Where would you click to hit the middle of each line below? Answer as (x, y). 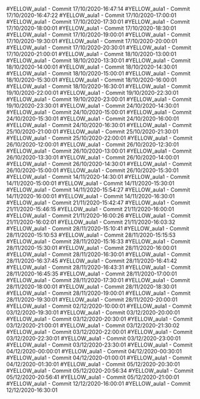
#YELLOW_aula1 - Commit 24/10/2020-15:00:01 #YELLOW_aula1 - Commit (99, 112)
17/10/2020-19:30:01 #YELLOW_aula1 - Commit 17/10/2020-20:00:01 (92, 41)
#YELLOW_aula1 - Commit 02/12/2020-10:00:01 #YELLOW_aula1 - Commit (99, 306)
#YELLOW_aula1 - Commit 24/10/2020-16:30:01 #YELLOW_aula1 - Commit (99, 125)
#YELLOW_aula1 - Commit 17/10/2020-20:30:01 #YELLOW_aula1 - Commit (99, 47)
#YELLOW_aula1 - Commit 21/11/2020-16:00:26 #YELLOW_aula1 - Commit (98, 216)
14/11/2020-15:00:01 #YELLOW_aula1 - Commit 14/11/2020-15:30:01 (91, 183)
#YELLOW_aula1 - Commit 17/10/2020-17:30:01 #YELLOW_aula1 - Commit (98, 22)
